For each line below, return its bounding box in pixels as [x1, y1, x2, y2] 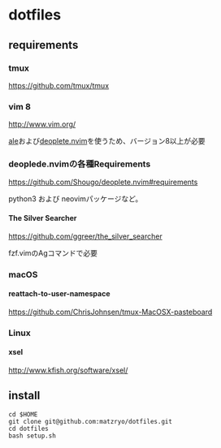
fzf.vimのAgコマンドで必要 [8, 248, 98, 257]
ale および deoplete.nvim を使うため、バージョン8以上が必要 [8, 136, 206, 146]
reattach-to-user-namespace [8, 289, 110, 299]
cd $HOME [8, 410, 38, 419]
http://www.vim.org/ [8, 119, 76, 129]
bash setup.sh [8, 432, 57, 440]
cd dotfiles [8, 424, 49, 433]
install [8, 389, 41, 403]
